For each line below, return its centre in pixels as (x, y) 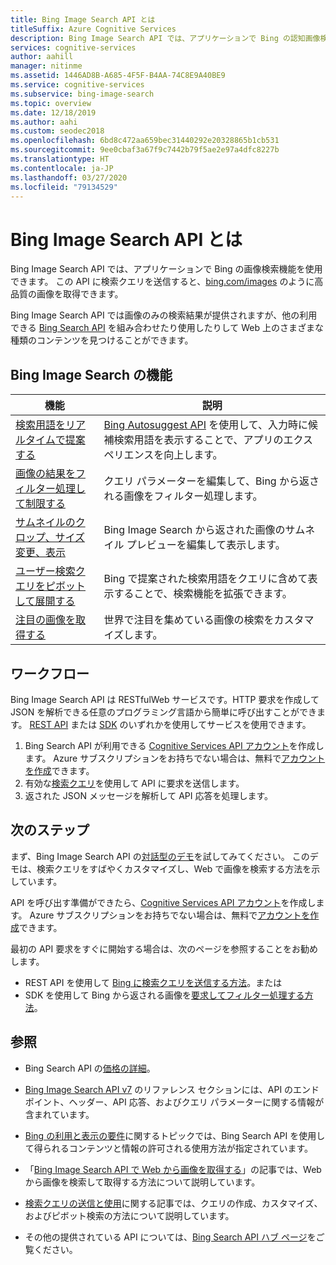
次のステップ (50, 830)
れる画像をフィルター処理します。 (183, 496)
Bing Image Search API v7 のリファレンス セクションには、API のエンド (172, 1089)
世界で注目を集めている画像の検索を (189, 620)
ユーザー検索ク (50, 571)
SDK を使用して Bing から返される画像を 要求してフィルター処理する (164, 995)
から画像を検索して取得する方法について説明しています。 (142, 1182)
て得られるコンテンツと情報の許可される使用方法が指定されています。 (168, 1148)
